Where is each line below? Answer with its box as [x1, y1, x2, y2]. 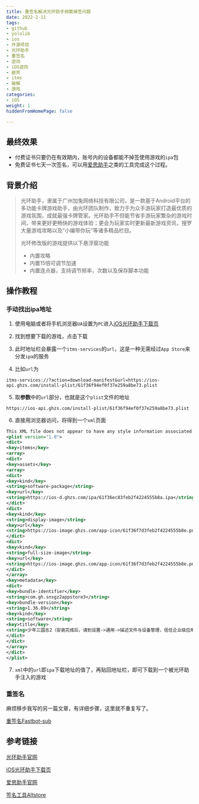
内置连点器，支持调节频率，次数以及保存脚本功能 [29, 267, 149, 274]
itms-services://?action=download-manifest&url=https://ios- [6, 377, 161, 383]
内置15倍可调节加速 [29, 260, 77, 266]
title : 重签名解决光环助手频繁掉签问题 [6, 8, 91, 15]
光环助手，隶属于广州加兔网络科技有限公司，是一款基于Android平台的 [20, 197, 191, 204]
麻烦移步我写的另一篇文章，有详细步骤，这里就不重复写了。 [6, 705, 152, 712]
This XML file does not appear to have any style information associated [6, 428, 192, 434]
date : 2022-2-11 [6, 14, 46, 20]
